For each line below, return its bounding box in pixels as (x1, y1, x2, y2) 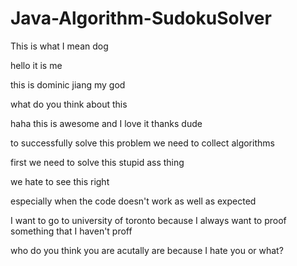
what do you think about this (10, 98, 128, 110)
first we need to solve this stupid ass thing (10, 156, 185, 168)
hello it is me (10, 59, 63, 71)
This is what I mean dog (10, 40, 109, 52)
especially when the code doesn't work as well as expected (10, 195, 257, 207)
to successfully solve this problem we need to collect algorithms (10, 137, 275, 149)
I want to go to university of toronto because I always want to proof (10, 214, 287, 226)
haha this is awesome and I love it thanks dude (10, 117, 203, 129)
